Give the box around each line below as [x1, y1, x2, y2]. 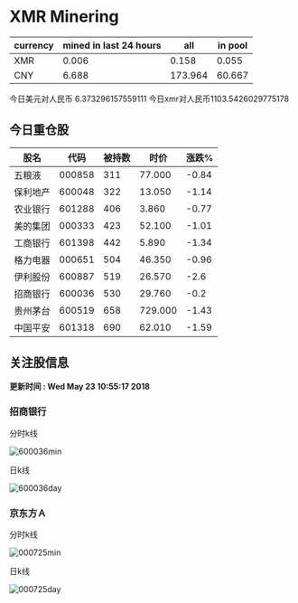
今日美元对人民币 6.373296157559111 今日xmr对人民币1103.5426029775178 [9, 93, 290, 104]
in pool [218, 39, 248, 52]
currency [14, 39, 54, 52]
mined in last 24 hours [62, 39, 162, 52]
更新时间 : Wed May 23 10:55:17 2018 [9, 381, 151, 391]
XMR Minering [9, 6, 119, 27]
